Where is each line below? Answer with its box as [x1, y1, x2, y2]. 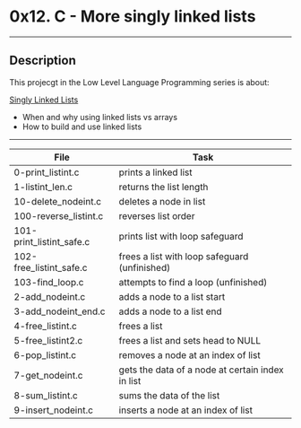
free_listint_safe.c [13, 261, 88, 274]
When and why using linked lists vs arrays [21, 111, 177, 122]
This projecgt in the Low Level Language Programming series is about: [9, 76, 271, 87]
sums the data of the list [118, 389, 220, 401]
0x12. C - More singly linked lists [9, 6, 256, 27]
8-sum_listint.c [13, 389, 78, 401]
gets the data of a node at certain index [118, 363, 284, 376]
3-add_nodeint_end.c [13, 305, 106, 318]
